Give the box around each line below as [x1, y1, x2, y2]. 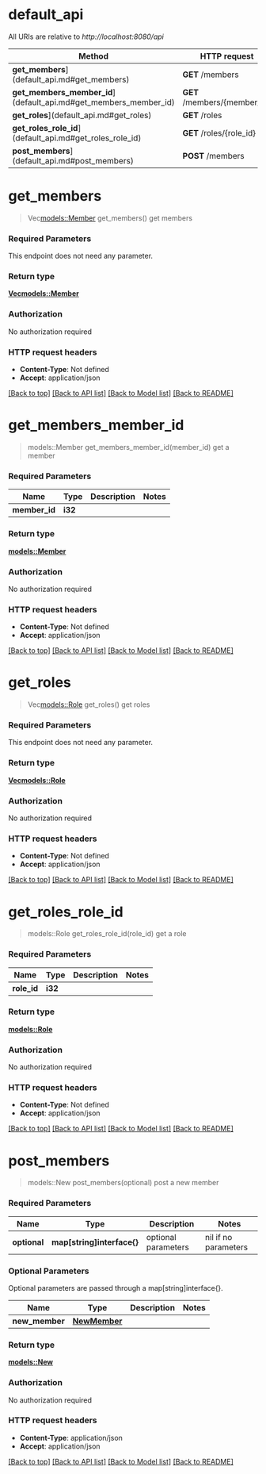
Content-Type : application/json [19, 1433, 123, 1442]
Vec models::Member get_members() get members [27, 213, 192, 223]
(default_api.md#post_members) [12, 155, 135, 166]
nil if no [204, 1231, 233, 1242]
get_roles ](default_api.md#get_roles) [12, 109, 152, 121]
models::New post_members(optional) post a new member [27, 1178, 219, 1188]
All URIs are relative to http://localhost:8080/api [8, 32, 164, 41]
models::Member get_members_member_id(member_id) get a [27, 443, 230, 451]
